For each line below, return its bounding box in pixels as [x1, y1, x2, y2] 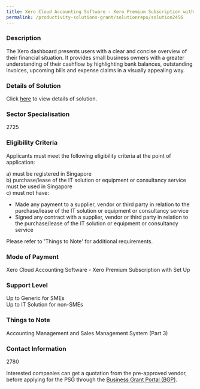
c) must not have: [6, 189, 50, 196]
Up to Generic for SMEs [6, 295, 65, 302]
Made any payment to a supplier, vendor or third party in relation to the [14, 201, 190, 208]
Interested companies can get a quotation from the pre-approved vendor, [6, 369, 187, 376]
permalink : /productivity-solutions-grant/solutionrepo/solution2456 [6, 14, 184, 20]
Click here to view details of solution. [6, 95, 98, 102]
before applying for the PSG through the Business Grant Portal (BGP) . [6, 376, 178, 383]
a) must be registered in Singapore [6, 170, 92, 177]
